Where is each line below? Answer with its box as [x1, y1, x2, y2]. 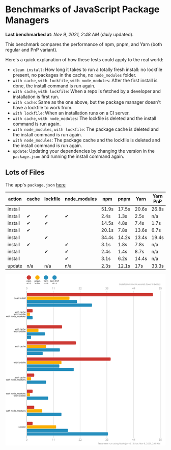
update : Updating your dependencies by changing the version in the [12, 148, 155, 154]
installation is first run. [12, 93, 60, 100]
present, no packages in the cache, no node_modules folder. [12, 72, 136, 78]
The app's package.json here [5, 181, 66, 187]
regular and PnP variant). [5, 46, 58, 53]
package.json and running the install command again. [12, 153, 125, 159]
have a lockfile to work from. [12, 104, 73, 110]
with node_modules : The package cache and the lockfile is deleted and [12, 137, 160, 143]
